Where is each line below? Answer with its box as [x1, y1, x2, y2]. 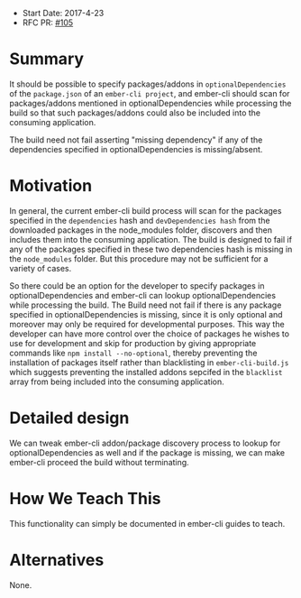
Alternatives [9, 549, 105, 570]
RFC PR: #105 [22, 17, 74, 28]
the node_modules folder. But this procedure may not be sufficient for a [9, 253, 269, 264]
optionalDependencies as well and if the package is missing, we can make [9, 446, 286, 458]
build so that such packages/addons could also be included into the [9, 107, 261, 118]
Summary [9, 49, 84, 69]
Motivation [9, 176, 93, 197]
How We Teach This [9, 489, 161, 509]
